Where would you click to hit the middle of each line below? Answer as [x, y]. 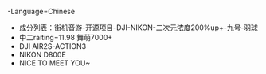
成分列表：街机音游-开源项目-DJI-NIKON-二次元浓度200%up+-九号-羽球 [138, 28]
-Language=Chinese [41, 11]
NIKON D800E [43, 55]
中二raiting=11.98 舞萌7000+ [66, 37]
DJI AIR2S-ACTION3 [53, 46]
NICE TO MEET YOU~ [55, 63]
